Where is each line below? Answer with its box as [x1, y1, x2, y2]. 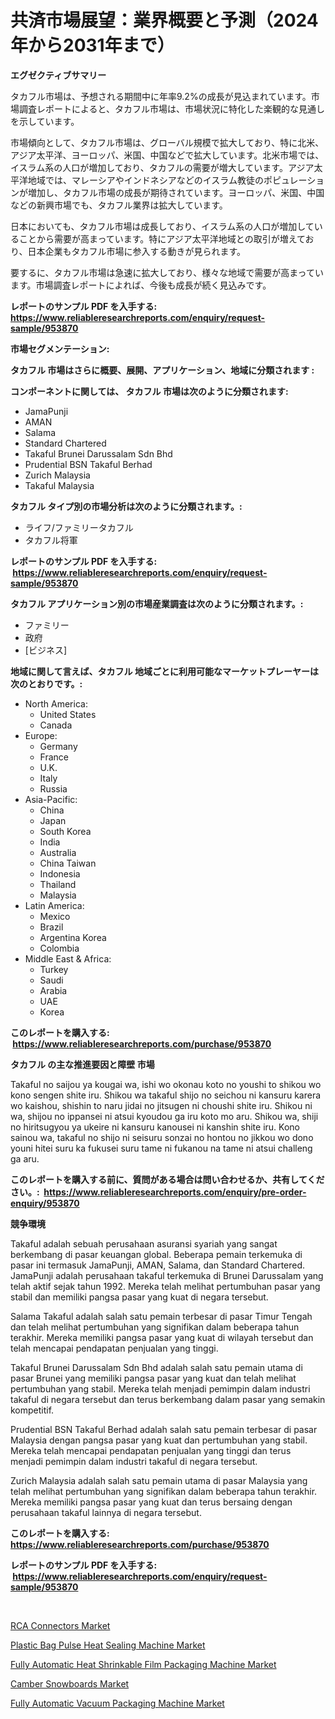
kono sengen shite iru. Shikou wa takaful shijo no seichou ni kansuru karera [10, 1089, 322, 1101]
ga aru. [10, 1152, 40, 1165]
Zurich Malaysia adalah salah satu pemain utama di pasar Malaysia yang [10, 1474, 308, 1486]
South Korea [39, 825, 92, 837]
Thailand [39, 878, 77, 890]
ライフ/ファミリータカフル [24, 521, 134, 533]
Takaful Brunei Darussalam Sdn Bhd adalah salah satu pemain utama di [10, 1361, 303, 1373]
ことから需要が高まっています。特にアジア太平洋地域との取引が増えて [18, 232, 306, 245]
